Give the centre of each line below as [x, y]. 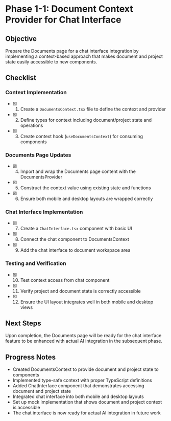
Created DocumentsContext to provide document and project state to [86, 369]
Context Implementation [36, 93]
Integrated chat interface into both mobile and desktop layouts [78, 396]
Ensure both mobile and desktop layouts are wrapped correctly [87, 198]
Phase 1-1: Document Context [69, 9]
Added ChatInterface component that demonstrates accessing [78, 386]
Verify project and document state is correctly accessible [81, 291]
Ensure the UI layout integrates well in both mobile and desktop [87, 302]
